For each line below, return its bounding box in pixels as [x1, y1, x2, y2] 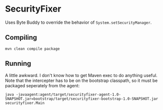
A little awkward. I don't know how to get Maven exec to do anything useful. [5, 72, 158, 78]
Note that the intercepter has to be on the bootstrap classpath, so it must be [5, 78, 158, 83]
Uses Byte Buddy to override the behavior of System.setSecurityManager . [5, 19, 152, 25]
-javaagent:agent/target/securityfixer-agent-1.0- [16, 92, 121, 97]
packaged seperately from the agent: [5, 82, 80, 88]
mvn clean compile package [5, 46, 60, 51]
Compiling [5, 33, 38, 42]
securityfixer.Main [5, 100, 45, 105]
